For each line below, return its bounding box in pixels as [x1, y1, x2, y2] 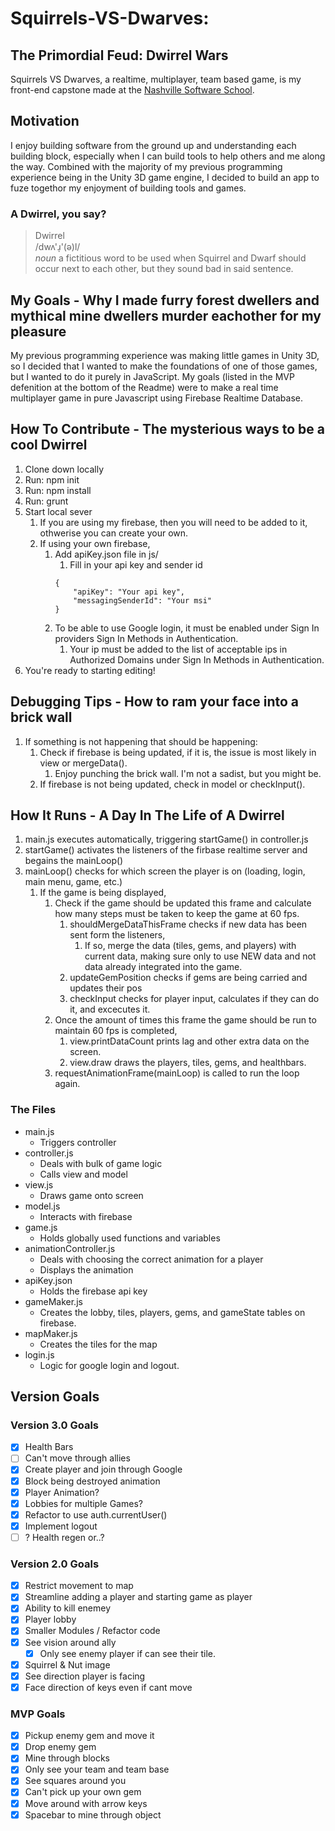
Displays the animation [39, 1263, 134, 1276]
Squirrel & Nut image [24, 1658, 111, 1671]
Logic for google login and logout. [39, 1359, 180, 1371]
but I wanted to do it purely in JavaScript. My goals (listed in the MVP [10, 370, 295, 382]
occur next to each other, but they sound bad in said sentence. [34, 263, 294, 275]
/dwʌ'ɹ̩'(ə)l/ [34, 241, 81, 253]
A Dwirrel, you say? [10, 207, 107, 221]
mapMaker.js [24, 1327, 78, 1339]
